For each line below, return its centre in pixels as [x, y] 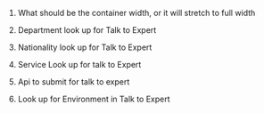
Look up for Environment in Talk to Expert [94, 99]
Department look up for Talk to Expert [87, 30]
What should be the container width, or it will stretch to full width [136, 13]
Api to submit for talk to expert [74, 82]
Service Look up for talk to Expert [79, 65]
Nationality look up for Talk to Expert [85, 47]
